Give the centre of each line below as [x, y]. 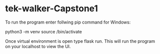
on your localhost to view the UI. [38, 46]
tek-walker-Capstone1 [52, 9]
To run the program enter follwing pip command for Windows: [68, 22]
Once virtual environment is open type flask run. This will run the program [80, 41]
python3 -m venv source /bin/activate [44, 31]
